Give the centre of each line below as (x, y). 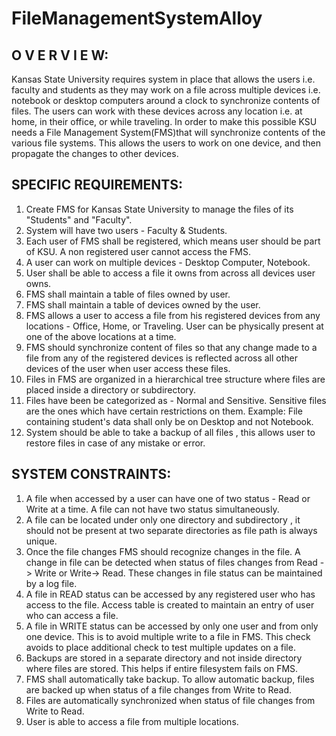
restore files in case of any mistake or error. (115, 443)
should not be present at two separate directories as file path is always (171, 530)
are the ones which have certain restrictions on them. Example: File (164, 411)
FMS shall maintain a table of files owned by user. (128, 294)
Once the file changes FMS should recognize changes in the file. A (163, 551)
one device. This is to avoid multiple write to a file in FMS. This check (168, 636)
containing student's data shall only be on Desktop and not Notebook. (169, 421)
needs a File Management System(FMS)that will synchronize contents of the (168, 132)
